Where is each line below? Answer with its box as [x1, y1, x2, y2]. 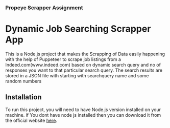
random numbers [5, 78, 42, 84]
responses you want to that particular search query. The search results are [5, 67, 162, 73]
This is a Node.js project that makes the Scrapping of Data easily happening [5, 51, 165, 57]
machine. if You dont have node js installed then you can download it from [5, 112, 161, 118]
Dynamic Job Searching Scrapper [5, 23, 151, 35]
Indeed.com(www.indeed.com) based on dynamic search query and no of [5, 61, 161, 68]
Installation [5, 93, 42, 101]
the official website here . [5, 117, 58, 123]
